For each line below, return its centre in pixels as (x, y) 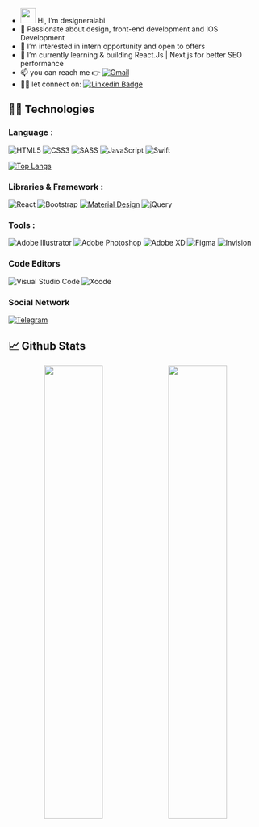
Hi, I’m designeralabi (71, 21)
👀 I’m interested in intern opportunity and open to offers (113, 46)
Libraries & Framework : (56, 187)
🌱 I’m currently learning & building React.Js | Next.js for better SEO (131, 55)
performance (42, 63)
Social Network (39, 302)
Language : (31, 132)
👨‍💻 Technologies (52, 109)
